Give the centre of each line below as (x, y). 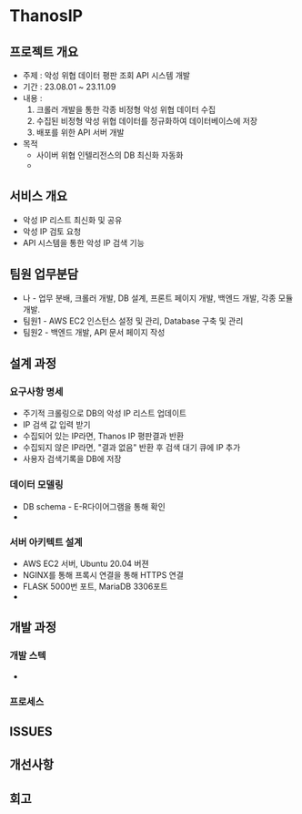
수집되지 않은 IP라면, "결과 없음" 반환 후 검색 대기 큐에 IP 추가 (131, 448)
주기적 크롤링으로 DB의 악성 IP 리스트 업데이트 (105, 413)
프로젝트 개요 (44, 52)
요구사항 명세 (36, 391)
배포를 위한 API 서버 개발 (80, 132)
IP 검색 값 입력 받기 (56, 425)
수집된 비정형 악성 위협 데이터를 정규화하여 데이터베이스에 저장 (146, 121)
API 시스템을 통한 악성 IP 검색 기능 (84, 242)
